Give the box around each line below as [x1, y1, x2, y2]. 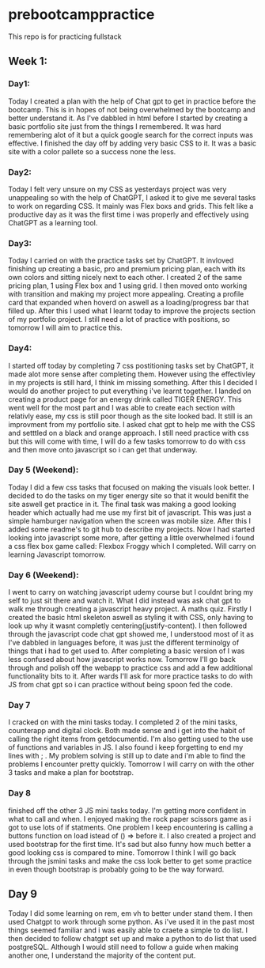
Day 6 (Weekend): [8, 569, 79, 580]
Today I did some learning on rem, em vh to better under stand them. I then [8, 908, 253, 918]
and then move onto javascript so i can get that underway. [8, 444, 198, 454]
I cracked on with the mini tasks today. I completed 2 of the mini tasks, [8, 717, 238, 727]
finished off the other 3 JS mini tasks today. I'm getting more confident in [8, 805, 247, 815]
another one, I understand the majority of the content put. [8, 951, 196, 960]
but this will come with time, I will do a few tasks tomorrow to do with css [8, 437, 246, 446]
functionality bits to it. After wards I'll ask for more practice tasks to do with [8, 671, 253, 681]
